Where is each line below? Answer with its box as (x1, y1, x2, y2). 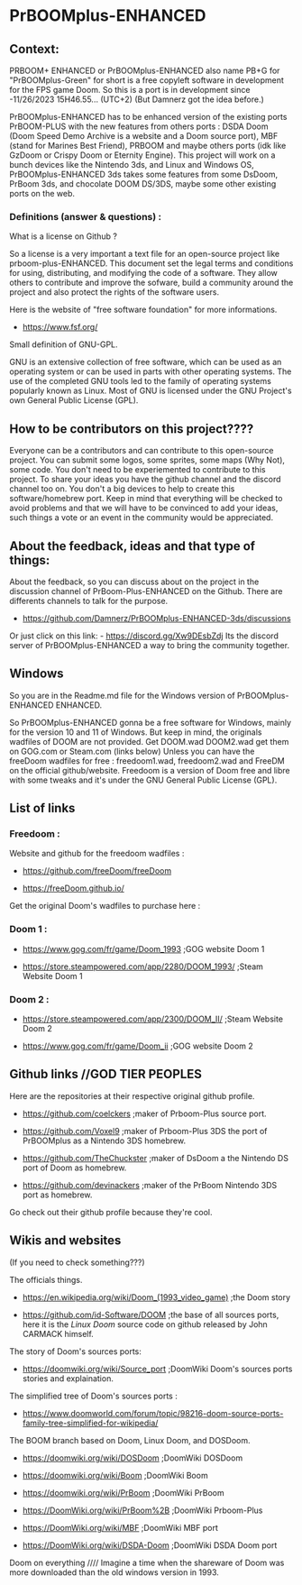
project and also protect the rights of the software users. (9, 287, 219, 298)
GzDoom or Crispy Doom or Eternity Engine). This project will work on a (9, 150, 276, 160)
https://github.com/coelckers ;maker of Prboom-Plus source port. (22, 1108, 268, 1119)
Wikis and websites (9, 1232, 122, 1249)
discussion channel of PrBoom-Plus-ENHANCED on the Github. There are (9, 585, 283, 596)
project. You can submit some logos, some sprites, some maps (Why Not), (9, 454, 286, 465)
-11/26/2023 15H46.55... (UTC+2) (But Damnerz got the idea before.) (9, 94, 264, 105)
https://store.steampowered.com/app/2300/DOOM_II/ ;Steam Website (22, 1013, 284, 1024)
